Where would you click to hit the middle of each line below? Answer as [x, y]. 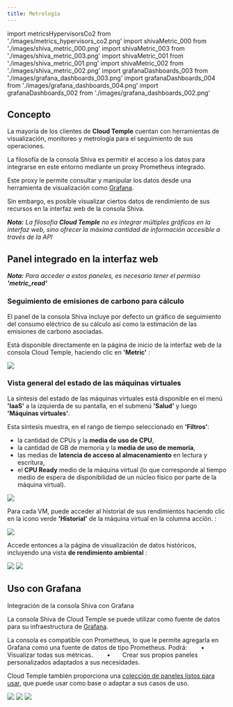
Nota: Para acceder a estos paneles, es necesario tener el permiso [104, 276]
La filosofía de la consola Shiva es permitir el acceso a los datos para [106, 160]
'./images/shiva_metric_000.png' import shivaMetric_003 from [96, 48]
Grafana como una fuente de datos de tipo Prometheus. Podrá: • [106, 647]
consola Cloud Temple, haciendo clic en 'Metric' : [79, 352]
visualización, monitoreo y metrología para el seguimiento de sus [100, 139]
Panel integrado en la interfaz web [83, 259]
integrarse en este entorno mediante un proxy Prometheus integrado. [106, 167]
